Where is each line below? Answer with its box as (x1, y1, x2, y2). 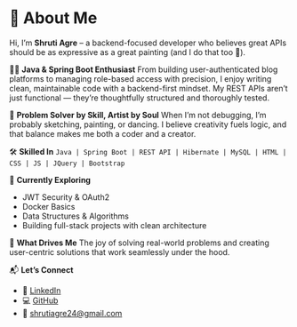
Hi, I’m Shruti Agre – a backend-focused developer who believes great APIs (9, 37, 287, 48)
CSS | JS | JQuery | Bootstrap (9, 159, 125, 168)
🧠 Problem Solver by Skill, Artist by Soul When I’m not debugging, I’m (9, 109, 267, 120)
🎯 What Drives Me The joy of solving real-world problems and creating (9, 237, 269, 248)
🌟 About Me (9, 8, 98, 28)
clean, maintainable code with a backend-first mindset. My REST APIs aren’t (9, 83, 288, 93)
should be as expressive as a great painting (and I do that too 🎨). (9, 46, 246, 57)
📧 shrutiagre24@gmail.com (21, 307, 123, 318)
